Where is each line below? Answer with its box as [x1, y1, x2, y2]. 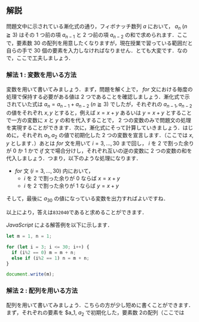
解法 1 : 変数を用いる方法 [6, 71, 76, 79]
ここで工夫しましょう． [16, 54, 74, 61]
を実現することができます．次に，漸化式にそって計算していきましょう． [6, 124, 183, 131]
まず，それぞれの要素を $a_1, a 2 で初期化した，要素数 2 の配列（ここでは [6, 309, 185, 317]
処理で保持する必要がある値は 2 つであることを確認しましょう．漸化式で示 [6, 93, 190, 100]
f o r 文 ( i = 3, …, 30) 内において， [14, 168, 94, 175]
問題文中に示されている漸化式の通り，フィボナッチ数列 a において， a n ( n [6, 23, 188, 31]
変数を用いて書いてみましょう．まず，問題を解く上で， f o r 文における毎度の [6, 85, 193, 92]
